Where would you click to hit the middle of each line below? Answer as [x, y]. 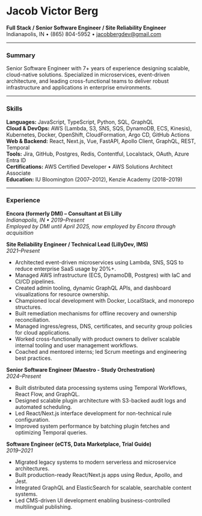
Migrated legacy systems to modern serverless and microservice [95, 462]
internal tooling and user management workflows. [76, 345]
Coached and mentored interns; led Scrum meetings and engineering [101, 351]
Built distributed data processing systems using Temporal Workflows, [101, 387]
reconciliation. [32, 320]
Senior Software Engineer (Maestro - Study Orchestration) [81, 369]
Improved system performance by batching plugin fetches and [92, 426]
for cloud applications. [43, 332]
